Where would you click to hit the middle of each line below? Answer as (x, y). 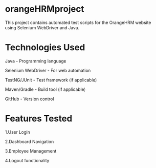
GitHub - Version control (30, 99)
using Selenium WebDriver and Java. (42, 27)
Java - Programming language (36, 61)
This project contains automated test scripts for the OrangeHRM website (78, 22)
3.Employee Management (31, 151)
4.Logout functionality (27, 160)
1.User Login (18, 132)
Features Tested (39, 119)
